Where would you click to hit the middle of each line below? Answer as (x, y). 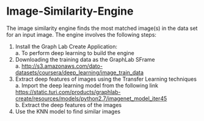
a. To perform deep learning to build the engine (75, 53)
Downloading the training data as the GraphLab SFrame (85, 59)
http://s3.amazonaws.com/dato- (62, 66)
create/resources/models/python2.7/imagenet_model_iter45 (91, 98)
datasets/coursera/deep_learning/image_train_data (79, 72)
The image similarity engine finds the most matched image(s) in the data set (102, 28)
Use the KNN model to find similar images (68, 111)
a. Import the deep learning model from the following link (87, 85)
